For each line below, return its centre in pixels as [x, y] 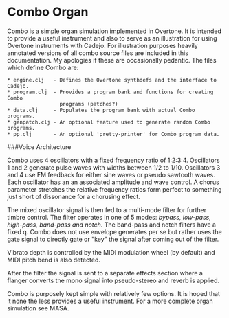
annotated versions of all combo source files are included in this [98, 53]
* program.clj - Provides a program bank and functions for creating [110, 92]
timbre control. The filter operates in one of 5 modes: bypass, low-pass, [109, 217]
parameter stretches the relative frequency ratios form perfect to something [115, 189]
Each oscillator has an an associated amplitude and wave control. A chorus [113, 182]
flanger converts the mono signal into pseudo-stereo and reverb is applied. [113, 280]
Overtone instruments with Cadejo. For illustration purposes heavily [102, 45]
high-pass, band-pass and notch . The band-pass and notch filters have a [112, 225]
